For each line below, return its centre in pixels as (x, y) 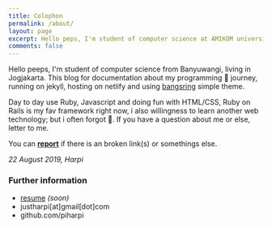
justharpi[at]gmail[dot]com (65, 207)
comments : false (36, 46)
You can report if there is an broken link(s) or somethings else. (113, 144)
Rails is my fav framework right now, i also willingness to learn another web (134, 111)
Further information (48, 181)
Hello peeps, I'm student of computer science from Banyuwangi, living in (130, 69)
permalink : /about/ (41, 24)
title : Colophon (36, 16)
